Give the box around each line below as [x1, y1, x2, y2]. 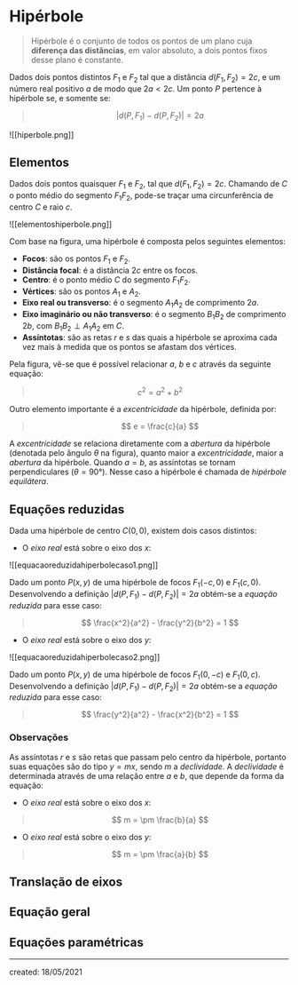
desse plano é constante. [30, 54, 124, 65]
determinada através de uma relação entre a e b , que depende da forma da [9, 770, 285, 781]
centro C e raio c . [9, 202, 73, 212]
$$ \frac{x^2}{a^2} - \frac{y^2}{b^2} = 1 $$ [81, 617, 239, 628]
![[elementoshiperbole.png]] [9, 218, 113, 229]
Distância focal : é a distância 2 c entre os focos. [21, 265, 198, 275]
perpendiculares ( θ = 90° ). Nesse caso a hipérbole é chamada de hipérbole [9, 466, 286, 477]
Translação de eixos [9, 875, 122, 890]
